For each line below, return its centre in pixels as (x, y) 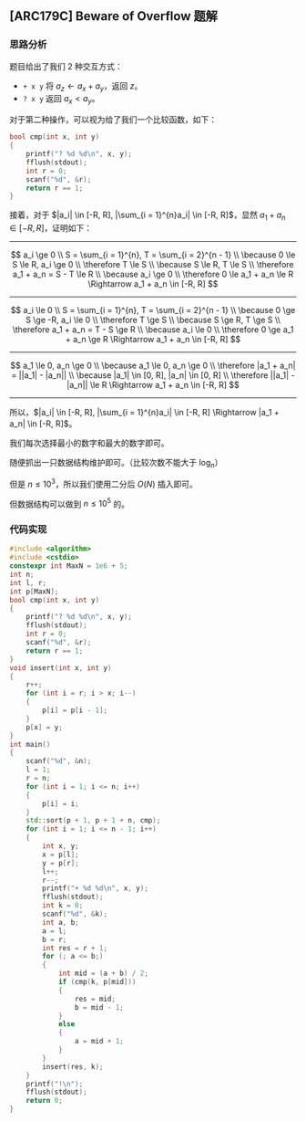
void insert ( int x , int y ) (61, 668)
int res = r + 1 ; (75, 948)
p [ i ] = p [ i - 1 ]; (75, 710)
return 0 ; (45, 1101)
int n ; (22, 575)
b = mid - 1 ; (99, 1007)
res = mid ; (95, 999)
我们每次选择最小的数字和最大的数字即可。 (89, 443)
